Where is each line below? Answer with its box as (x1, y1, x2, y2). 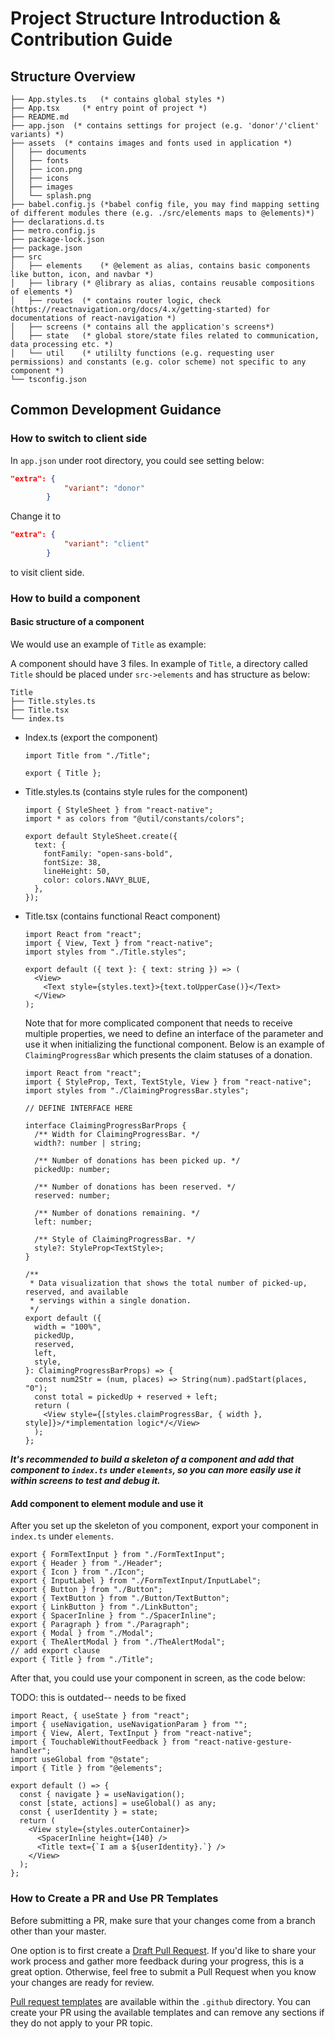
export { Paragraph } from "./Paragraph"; (10, 1620, 190, 1630)
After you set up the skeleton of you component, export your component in (10, 1520, 319, 1532)
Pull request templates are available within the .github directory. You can (10, 1995, 312, 2007)
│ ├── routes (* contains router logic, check (10, 296, 222, 306)
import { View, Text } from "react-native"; (24, 938, 214, 949)
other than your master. (10, 1925, 107, 1937)
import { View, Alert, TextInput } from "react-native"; (10, 1728, 253, 1739)
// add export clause (10, 1646, 101, 1656)
